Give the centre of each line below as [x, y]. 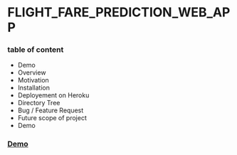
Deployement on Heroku [53, 95]
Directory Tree [39, 103]
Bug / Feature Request [51, 110]
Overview [32, 73]
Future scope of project [52, 118]
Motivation [33, 80]
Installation [34, 88]
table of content [36, 50]
